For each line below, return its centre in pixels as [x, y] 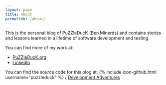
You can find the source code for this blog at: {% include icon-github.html [81, 72]
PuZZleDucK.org [29, 57]
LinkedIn [21, 63]
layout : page [19, 10]
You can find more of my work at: [39, 48]
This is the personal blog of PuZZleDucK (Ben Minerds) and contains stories [83, 33]
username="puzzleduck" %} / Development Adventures [63, 78]
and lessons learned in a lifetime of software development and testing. [77, 38]
